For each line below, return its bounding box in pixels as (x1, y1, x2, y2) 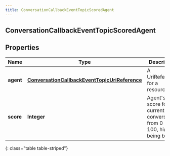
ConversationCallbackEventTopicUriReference (27, 76, 143, 84)
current (147, 107, 164, 114)
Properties (5, 44, 39, 52)
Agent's (147, 94, 166, 101)
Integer (27, 113, 46, 120)
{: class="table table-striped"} (5, 145, 68, 151)
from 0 (147, 120, 163, 127)
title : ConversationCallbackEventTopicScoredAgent (5, 7, 114, 13)
